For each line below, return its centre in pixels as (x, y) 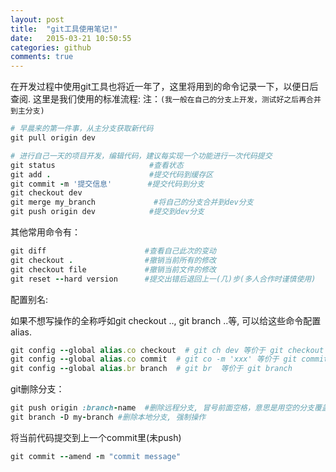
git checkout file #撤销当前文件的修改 (113, 269)
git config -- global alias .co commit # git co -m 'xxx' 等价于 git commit (169, 359)
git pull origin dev (53, 138)
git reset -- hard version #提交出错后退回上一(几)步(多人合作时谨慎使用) (163, 279)
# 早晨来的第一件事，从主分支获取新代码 (82, 129)
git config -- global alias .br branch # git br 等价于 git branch (151, 369)
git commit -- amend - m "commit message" (96, 456)
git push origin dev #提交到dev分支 (107, 212)
